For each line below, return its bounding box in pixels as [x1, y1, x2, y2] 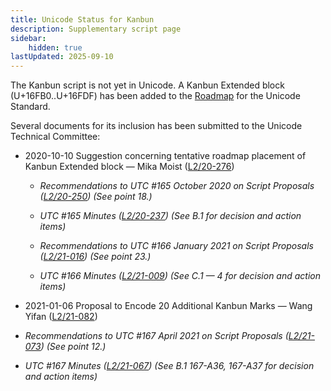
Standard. [10, 101, 51, 113]
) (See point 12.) [40, 341, 107, 353]
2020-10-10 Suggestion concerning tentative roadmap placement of [24, 150, 307, 162]
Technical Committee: [10, 131, 101, 143]
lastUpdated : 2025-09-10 [10, 52, 114, 62]
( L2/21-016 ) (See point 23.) [39, 251, 152, 263]
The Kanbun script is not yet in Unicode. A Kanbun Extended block [10, 79, 285, 91]
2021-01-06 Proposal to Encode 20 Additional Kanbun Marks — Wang [24, 300, 313, 312]
